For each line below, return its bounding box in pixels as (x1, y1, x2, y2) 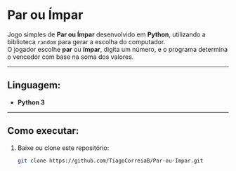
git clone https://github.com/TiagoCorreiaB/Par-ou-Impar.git (17, 157, 204, 164)
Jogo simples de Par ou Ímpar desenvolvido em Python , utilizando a (7, 30, 206, 39)
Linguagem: (7, 79, 61, 91)
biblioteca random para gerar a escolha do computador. (7, 37, 166, 46)
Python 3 (17, 98, 46, 107)
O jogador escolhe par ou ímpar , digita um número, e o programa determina (7, 45, 228, 53)
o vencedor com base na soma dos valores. (7, 53, 134, 61)
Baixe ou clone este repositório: (17, 144, 110, 152)
